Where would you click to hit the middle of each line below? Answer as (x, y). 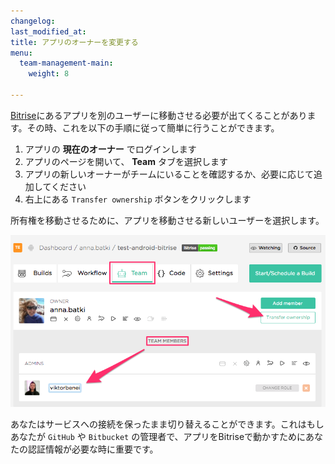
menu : (21, 53)
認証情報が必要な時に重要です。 (93, 449)
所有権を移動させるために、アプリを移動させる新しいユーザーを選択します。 (167, 220)
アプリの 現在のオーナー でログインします (110, 149)
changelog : (33, 21)
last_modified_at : (48, 31)
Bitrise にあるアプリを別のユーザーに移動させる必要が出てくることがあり (159, 115)
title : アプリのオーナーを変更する (74, 42)
